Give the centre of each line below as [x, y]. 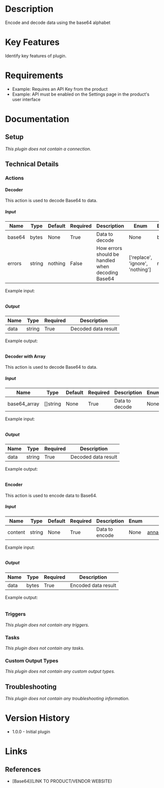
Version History [37, 718]
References [23, 769]
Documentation [37, 119]
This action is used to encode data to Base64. [51, 495]
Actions [15, 178]
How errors [109, 249]
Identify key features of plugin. [36, 56]
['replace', [140, 257]
